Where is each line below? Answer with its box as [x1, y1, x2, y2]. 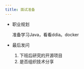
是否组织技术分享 [19, 58, 54, 64]
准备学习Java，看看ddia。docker [12, 31, 79, 37]
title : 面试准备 [5, 7, 35, 12]
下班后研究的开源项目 [19, 52, 63, 58]
